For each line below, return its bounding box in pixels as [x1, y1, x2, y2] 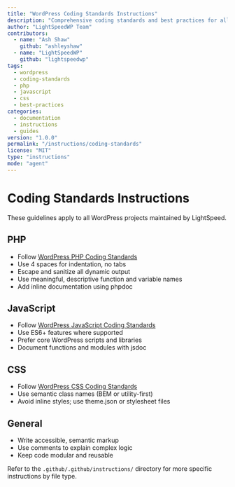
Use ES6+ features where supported [17, 329, 124, 337]
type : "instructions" [7, 153, 71, 161]
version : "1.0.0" [7, 134, 58, 141]
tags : [7, 62, 23, 69]
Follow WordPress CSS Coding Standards [17, 383, 138, 391]
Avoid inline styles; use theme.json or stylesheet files [17, 397, 171, 406]
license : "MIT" [7, 147, 52, 154]
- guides [13, 128, 39, 135]
